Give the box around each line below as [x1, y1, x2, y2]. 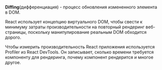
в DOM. [5, 9, 21, 15]
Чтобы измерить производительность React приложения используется [5, 44, 155, 49]
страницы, [5, 29, 27, 35]
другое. [5, 60, 21, 65]
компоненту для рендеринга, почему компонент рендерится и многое [5, 54, 154, 60]
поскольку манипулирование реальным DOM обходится [27, 29, 147, 35]
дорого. [5, 34, 22, 40]
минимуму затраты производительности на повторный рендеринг [5, 24, 145, 30]
